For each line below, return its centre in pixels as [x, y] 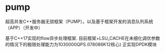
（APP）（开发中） [24, 27]
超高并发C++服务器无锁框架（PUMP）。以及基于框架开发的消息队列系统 [79, 21]
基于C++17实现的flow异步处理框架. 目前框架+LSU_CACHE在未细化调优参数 [83, 38]
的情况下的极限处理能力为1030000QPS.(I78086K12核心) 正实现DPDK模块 [81, 44]
